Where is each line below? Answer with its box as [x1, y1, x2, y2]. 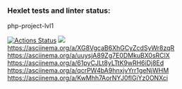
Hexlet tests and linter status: [7, 6, 111, 16]
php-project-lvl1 [7, 22, 54, 30]
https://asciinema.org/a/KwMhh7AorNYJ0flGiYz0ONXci [7, 73, 168, 83]
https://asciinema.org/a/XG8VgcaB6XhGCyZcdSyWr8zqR [7, 44, 175, 52]
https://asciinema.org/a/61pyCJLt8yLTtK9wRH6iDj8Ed [7, 59, 164, 67]
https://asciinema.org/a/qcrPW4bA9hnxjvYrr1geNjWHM [7, 66, 169, 75]
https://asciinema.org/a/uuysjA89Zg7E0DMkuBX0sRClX [7, 52, 171, 60]
